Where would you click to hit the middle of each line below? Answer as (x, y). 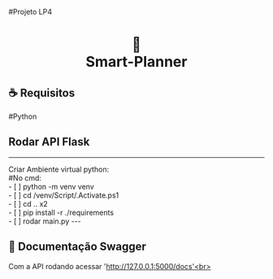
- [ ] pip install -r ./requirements (61, 212)
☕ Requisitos (42, 93)
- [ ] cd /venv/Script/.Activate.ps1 (64, 195)
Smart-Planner (136, 62)
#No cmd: (25, 177)
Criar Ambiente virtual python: (59, 169)
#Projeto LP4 (30, 12)
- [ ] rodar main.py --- (45, 221)
